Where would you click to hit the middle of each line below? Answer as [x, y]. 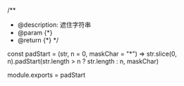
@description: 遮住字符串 [54, 25]
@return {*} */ [38, 40]
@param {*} [35, 32]
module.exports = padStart [47, 75]
